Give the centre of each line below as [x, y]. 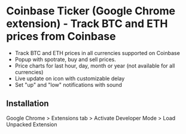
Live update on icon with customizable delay [70, 78]
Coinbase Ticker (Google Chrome [91, 11]
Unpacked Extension [32, 124]
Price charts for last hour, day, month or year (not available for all [95, 66]
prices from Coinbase [61, 36]
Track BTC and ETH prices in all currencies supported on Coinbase [97, 53]
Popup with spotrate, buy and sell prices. [65, 59]
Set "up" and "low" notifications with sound [68, 84]
